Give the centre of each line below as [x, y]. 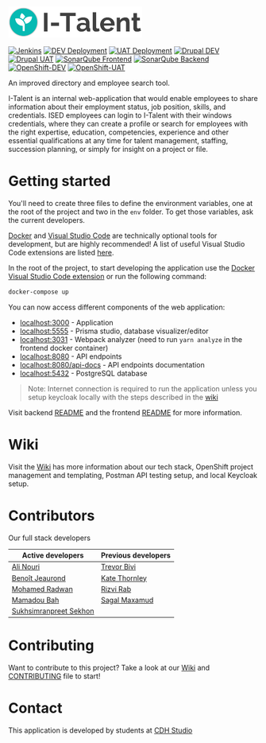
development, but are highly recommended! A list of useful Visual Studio [127, 243]
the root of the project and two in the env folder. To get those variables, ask [131, 212]
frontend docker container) [64, 348]
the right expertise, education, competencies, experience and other [119, 132]
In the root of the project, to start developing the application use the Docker [132, 267]
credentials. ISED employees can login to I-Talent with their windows [120, 115]
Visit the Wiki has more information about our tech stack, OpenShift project [131, 466]
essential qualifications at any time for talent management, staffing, [118, 141]
